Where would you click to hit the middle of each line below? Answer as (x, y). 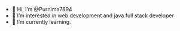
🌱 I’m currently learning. (41, 22)
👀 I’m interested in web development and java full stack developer (93, 15)
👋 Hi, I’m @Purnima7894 (42, 9)
